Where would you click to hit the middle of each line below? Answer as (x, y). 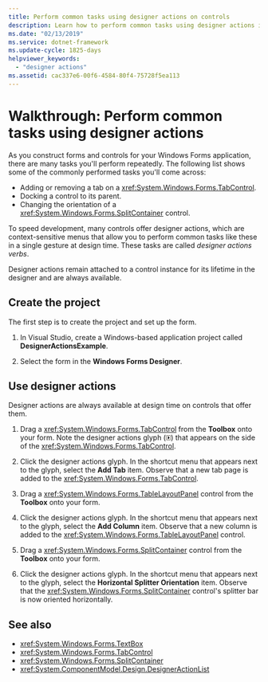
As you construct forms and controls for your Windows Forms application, (130, 155)
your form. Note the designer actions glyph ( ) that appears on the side (138, 437)
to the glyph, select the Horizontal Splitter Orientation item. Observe (134, 582)
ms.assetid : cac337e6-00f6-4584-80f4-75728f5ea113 (94, 76)
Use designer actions (62, 386)
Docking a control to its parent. (71, 196)
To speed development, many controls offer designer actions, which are (126, 228)
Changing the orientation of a (68, 204)
